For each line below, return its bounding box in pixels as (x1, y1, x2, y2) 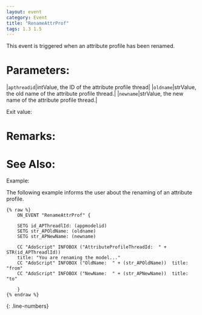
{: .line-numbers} (6, 302, 49, 310)
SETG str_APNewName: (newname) (17, 234, 96, 240)
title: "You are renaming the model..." (17, 255, 121, 261)
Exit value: (6, 108, 32, 116)
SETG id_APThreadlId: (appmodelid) (17, 223, 107, 229)
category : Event (6, 15, 47, 21)
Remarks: (6, 130, 56, 143)
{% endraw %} (6, 292, 39, 298)
